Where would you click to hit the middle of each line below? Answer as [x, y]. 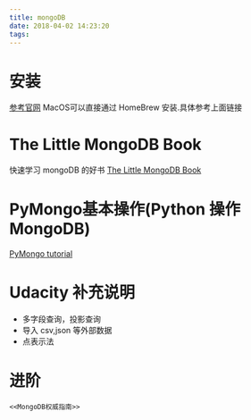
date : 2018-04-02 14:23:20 [59, 26]
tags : [19, 34]
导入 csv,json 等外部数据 [67, 331]
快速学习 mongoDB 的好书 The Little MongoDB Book [105, 170]
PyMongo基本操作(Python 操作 [125, 210]
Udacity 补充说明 [72, 293]
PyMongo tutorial [41, 254]
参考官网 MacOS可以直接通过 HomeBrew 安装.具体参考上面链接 [126, 107]
